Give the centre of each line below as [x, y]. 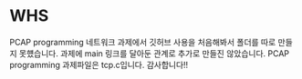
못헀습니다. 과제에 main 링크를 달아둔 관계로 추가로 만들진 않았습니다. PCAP [154, 53]
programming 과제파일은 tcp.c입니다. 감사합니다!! [99, 64]
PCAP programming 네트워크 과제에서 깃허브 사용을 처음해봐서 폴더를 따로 [143, 42]
